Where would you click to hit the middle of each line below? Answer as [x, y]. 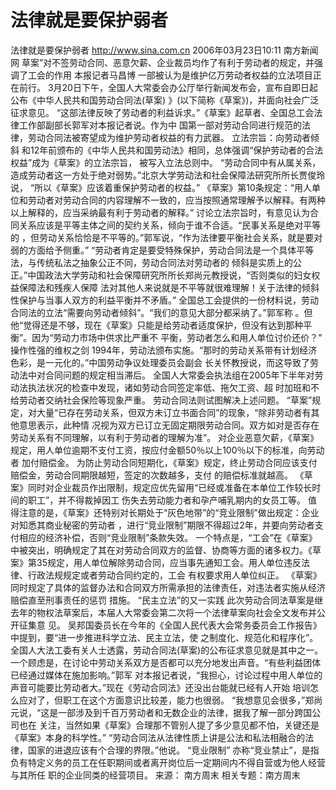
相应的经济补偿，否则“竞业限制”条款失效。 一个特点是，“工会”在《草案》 [168, 537]
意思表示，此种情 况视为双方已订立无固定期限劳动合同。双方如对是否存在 [169, 425]
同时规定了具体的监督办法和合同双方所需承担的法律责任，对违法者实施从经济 [168, 587]
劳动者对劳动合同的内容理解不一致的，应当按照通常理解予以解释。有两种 [176, 200]
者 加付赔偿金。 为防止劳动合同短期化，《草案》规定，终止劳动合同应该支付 [164, 462]
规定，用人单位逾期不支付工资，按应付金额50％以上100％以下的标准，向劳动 [167, 450]
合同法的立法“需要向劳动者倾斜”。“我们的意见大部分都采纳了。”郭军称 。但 [161, 312]
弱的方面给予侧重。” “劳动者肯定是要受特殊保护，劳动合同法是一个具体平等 [162, 250]
